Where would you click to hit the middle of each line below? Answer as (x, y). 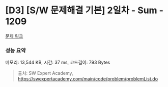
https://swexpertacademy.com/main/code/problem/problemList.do (88, 79)
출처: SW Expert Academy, (45, 73)
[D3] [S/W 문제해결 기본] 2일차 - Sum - (85, 10)
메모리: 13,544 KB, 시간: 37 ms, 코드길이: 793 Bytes (58, 62)
